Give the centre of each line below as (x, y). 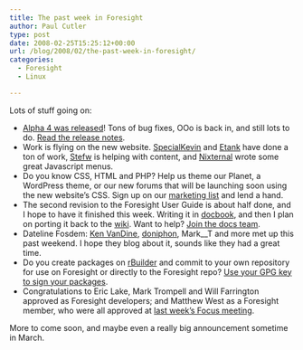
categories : (32, 60)
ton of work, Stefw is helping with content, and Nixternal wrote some (151, 156)
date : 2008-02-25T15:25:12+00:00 (72, 43)
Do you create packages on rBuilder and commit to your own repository (156, 262)
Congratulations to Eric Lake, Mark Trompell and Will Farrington (141, 291)
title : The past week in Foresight (76, 18)
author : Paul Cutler (48, 26)
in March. (27, 337)
